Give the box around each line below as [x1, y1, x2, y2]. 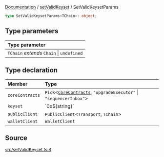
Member [7, 80, 28, 87]
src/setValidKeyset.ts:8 [5, 147, 51, 153]
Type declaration [5, 66, 58, 74]
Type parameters [5, 27, 59, 35]
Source [5, 134, 28, 142]
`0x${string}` [44, 103, 74, 109]
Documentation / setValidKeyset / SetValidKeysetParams [5, 4, 119, 10]
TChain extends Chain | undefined [7, 50, 83, 56]
